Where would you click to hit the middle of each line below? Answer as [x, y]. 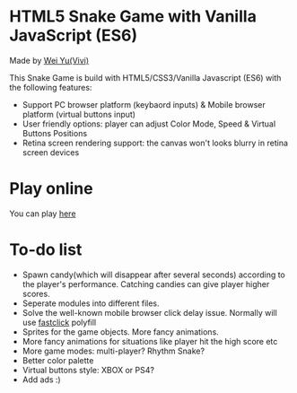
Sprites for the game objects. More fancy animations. [121, 332]
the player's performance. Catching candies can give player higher [146, 284]
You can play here [43, 214]
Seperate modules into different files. [91, 303]
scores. [36, 293]
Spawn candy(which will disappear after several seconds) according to [153, 275]
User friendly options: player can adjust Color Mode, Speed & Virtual [149, 124]
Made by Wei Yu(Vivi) [49, 60]
